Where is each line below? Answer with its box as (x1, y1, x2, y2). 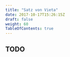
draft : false (5, 17, 33, 22)
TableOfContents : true (5, 26, 54, 31)
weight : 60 (5, 21, 29, 27)
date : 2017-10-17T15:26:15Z (5, 12, 65, 17)
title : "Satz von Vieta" (5, 7, 58, 13)
